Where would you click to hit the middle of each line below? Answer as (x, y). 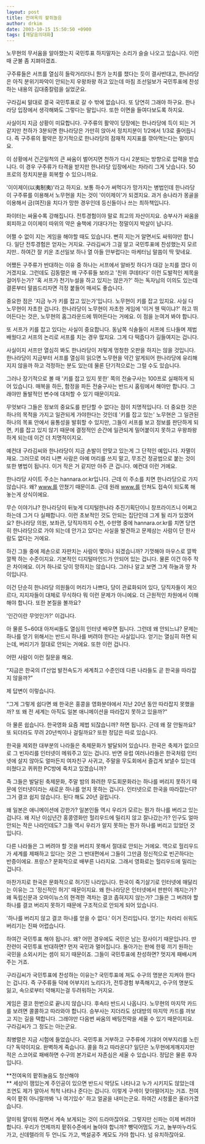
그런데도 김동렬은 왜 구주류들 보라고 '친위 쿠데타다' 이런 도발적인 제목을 (114, 273)
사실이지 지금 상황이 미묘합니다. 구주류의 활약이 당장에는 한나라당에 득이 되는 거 (101, 123)
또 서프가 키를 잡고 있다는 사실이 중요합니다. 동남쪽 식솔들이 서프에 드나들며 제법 (102, 330)
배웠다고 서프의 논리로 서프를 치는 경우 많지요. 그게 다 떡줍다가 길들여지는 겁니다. (102, 337)
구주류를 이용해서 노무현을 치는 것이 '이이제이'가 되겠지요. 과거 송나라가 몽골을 (106, 195)
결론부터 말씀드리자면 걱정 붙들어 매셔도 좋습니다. (65, 288)
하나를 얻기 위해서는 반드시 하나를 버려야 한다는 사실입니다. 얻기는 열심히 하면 (99, 637)
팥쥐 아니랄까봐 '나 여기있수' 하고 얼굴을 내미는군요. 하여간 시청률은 (98, 1099)
